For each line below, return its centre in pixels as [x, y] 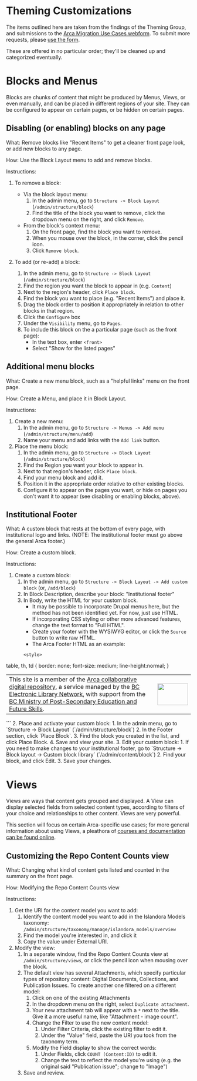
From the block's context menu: [62, 225]
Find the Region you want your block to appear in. [84, 465]
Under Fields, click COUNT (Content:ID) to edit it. [99, 1054]
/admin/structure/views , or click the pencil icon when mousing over [106, 960]
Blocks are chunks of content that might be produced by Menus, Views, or [96, 97]
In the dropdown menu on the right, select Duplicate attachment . [111, 1004]
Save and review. [44, 1073]
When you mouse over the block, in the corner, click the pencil [108, 238]
